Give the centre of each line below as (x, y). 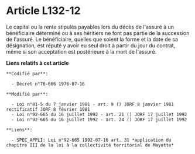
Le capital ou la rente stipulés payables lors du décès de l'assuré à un (90, 27)
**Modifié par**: (27, 94)
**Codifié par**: (27, 73)
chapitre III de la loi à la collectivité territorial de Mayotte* (90, 145)
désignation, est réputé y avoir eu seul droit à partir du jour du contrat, (91, 45)
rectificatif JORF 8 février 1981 (48, 109)
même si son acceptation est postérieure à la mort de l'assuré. (81, 51)
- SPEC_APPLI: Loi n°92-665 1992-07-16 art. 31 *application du (91, 140)
